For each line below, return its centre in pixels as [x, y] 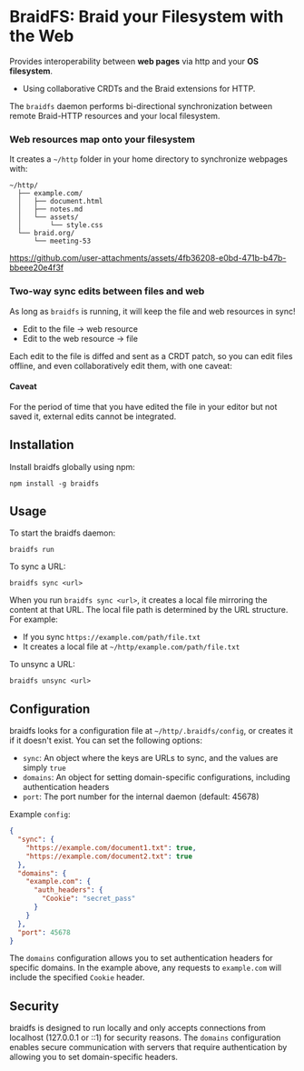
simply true [44, 768]
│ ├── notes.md [50, 210]
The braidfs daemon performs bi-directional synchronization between [141, 105]
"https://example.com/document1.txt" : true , [111, 847]
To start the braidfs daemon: [63, 533]
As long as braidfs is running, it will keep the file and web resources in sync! [153, 311]
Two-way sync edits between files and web [107, 291]
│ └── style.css [60, 225]
